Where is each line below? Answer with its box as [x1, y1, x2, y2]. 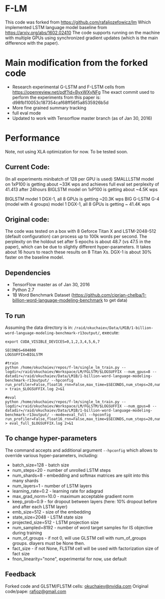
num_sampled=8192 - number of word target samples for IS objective [12, 524, 153, 530]
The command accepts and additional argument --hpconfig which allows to [5, 447, 158, 453]
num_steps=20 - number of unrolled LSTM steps [12, 467, 111, 473]
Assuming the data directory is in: [5, 325, 73, 330]
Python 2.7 [12, 287, 34, 293]
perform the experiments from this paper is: [12, 94, 101, 100]
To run [5, 311, 26, 320]
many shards [12, 477, 39, 484]
